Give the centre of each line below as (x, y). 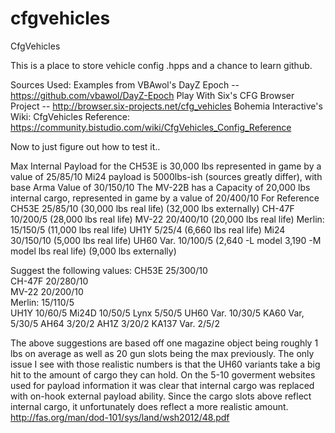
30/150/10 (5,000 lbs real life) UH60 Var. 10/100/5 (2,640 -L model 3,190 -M (166, 240)
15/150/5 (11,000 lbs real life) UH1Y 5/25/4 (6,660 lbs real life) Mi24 (148, 229)
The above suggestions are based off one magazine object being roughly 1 (164, 343)
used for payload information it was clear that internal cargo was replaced (162, 385)
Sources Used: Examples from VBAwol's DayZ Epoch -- (125, 84)
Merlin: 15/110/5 (42, 302)
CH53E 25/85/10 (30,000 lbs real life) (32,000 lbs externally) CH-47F (152, 208)
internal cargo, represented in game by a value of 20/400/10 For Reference (165, 198)
